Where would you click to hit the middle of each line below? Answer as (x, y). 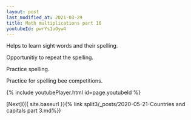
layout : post (23, 12)
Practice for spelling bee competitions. (55, 81)
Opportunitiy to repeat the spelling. (50, 57)
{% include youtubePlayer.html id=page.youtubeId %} (74, 93)
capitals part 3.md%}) (34, 111)
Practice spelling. (28, 69)
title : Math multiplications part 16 (54, 23)
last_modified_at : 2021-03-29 (45, 17)
